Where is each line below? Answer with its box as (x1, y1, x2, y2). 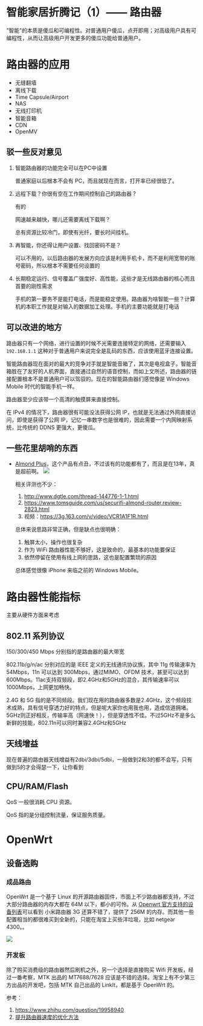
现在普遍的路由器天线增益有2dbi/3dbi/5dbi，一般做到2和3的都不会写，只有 (6, 756, 193, 763)
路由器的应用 (6, 58, 71, 72)
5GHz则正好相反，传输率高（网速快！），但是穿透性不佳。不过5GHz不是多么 (6, 711, 196, 719)
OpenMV (14, 128, 37, 135)
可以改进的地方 (6, 322, 62, 333)
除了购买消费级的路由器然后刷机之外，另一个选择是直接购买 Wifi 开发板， (6, 966, 188, 973)
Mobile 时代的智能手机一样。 (6, 382, 78, 390)
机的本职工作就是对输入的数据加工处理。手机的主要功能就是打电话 (14, 302, 179, 310)
